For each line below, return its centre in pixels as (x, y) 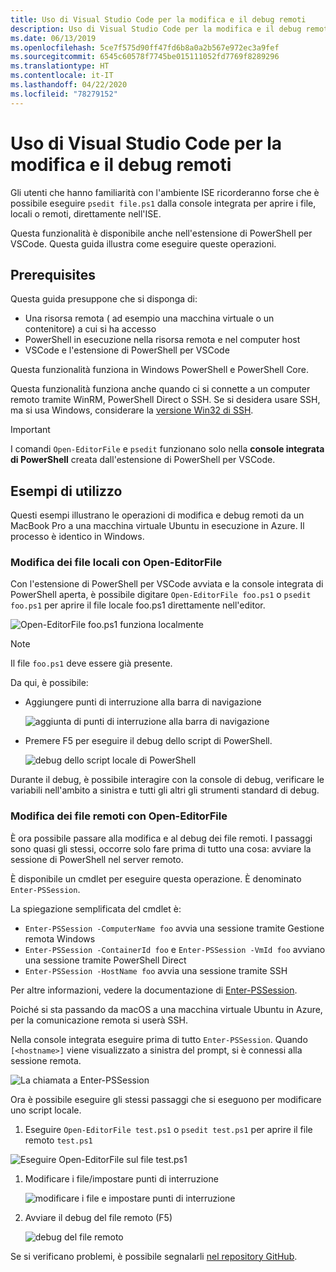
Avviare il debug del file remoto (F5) (98, 1217)
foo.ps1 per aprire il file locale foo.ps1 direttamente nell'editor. (138, 605)
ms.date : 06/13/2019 (53, 38)
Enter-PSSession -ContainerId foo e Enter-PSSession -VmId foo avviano (175, 949)
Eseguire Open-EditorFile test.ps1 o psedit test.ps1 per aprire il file (168, 1129)
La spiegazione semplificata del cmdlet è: (96, 908)
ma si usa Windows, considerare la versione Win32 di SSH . (132, 410)
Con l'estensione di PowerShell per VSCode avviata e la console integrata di (167, 584)
